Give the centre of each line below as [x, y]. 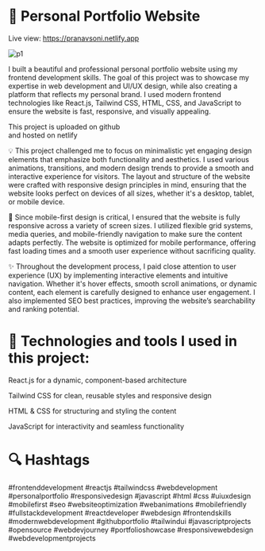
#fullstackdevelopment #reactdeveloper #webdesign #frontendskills [120, 513]
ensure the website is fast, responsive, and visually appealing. [110, 111]
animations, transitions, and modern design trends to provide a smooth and [131, 168]
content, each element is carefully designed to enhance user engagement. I [132, 292]
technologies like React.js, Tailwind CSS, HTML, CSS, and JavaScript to [125, 103]
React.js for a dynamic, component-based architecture [98, 380]
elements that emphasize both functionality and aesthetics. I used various [129, 159]
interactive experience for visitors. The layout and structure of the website [129, 176]
